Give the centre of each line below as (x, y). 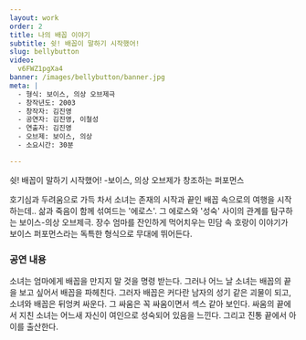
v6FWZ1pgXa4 (41, 69)
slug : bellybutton (44, 52)
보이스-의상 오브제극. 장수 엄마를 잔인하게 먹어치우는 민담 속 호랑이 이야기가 (153, 222)
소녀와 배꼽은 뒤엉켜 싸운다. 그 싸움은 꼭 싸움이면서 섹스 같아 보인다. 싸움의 (142, 304)
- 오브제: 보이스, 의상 (55, 137)
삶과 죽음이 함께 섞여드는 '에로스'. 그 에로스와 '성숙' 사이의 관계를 (153, 211)
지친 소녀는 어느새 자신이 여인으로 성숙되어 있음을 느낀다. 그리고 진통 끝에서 (153, 315)
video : (22, 60)
